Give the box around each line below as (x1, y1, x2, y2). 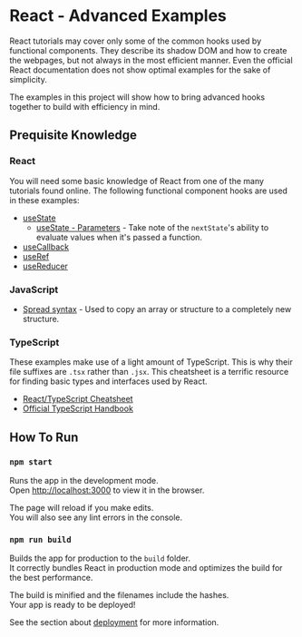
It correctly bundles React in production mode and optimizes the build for (9, 563, 283, 573)
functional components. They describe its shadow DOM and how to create (9, 44, 287, 55)
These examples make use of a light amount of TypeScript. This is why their (9, 357, 293, 367)
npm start (9, 456, 53, 467)
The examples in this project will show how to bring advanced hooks (9, 92, 266, 103)
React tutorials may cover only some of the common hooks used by (9, 35, 262, 46)
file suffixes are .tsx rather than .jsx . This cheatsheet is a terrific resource (9, 367, 289, 377)
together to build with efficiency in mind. (9, 101, 161, 112)
